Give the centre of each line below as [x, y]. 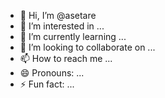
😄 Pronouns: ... [52, 73]
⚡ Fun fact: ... [47, 84]
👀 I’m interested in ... [62, 26]
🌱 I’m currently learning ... [73, 36]
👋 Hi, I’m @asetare [58, 15]
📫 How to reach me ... [66, 58]
